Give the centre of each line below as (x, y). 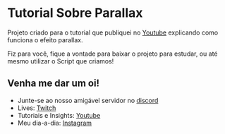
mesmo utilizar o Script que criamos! (61, 61)
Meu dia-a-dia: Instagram (55, 123)
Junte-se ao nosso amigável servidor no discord (88, 100)
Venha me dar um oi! (54, 84)
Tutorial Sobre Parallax (75, 13)
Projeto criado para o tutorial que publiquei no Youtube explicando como (113, 32)
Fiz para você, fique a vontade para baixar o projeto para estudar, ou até (112, 54)
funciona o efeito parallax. (45, 39)
